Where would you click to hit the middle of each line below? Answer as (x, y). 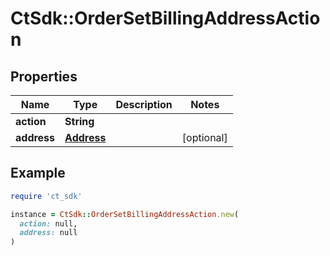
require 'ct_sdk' (46, 196)
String (79, 121)
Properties (44, 76)
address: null (48, 233)
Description (144, 104)
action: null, (48, 223)
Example (38, 173)
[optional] (204, 137)
